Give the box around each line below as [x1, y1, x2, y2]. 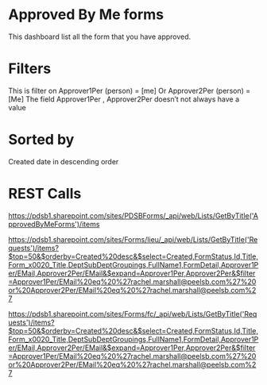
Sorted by [8, 131, 75, 148]
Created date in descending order [8, 156, 119, 166]
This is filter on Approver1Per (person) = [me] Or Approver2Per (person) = [8, 86, 251, 95]
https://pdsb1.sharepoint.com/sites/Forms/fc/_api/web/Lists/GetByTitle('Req [8, 309, 257, 318]
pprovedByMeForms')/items [8, 219, 100, 229]
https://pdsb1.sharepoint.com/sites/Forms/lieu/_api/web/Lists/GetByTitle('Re [8, 234, 258, 244]
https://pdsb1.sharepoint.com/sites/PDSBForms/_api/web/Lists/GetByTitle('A [8, 210, 258, 220]
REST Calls [8, 185, 82, 202]
